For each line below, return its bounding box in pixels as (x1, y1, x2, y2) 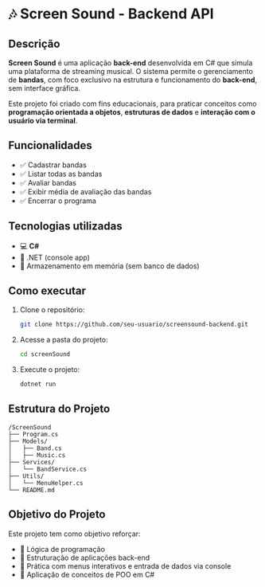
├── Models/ (8, 437, 48, 445)
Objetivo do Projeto (8, 507, 106, 522)
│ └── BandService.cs (8, 465, 88, 473)
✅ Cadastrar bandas (19, 160, 88, 170)
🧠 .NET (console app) (19, 252, 90, 262)
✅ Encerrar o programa (19, 196, 97, 205)
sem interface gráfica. (8, 84, 81, 92)
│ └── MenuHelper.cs (8, 479, 84, 487)
